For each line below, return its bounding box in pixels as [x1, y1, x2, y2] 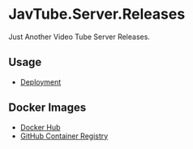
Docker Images [8, 101, 87, 115]
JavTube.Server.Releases [8, 5, 186, 24]
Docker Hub [19, 122, 61, 132]
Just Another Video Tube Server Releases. [8, 32, 150, 42]
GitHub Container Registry [19, 131, 109, 141]
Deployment [19, 77, 62, 86]
